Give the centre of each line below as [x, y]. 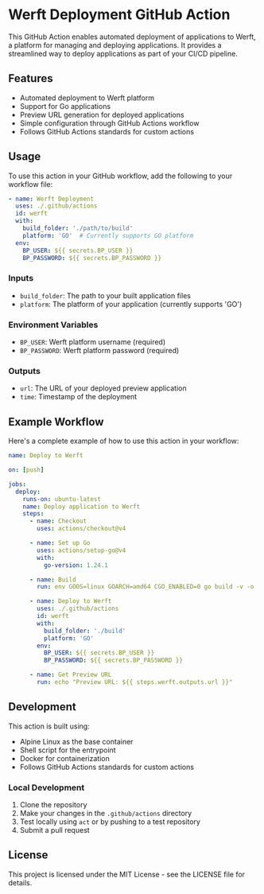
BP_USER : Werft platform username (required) [93, 342]
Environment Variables [53, 325]
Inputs [21, 278]
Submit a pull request [54, 830]
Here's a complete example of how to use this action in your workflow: [124, 441]
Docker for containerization [64, 758]
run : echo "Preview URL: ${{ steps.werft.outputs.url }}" [135, 682]
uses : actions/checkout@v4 [82, 529]
